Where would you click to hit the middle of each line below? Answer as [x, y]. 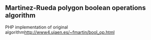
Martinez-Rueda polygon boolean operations [75, 8]
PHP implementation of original [36, 27]
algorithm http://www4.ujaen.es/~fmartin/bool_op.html [60, 32]
